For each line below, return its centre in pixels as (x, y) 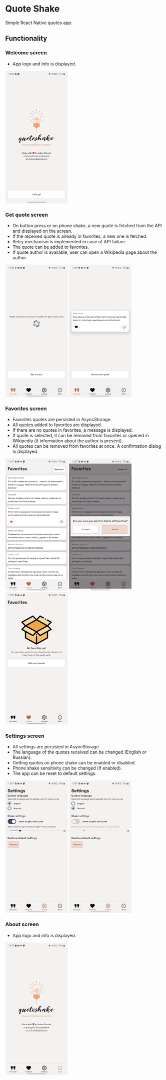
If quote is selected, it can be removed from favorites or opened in (80, 436)
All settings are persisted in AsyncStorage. (56, 747)
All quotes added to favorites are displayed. (57, 425)
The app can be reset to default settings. (54, 773)
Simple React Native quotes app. (39, 23)
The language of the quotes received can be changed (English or (79, 752)
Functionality (26, 38)
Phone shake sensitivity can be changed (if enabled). (67, 768)
